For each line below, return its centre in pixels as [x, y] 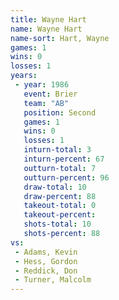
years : [24, 76]
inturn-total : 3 [57, 150]
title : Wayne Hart [48, 19]
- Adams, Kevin [46, 252]
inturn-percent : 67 [64, 159]
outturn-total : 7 [60, 168]
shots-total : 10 [57, 224]
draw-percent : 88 [60, 196]
